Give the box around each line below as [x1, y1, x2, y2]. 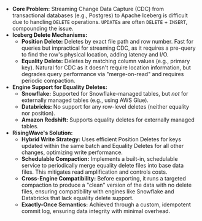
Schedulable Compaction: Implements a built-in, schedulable [21, 155, 178, 162]
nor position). [21, 110, 55, 117]
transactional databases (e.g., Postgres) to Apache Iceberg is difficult [12, 12, 188, 19]
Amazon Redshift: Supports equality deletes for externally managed [21, 116, 195, 123]
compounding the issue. [12, 25, 74, 32]
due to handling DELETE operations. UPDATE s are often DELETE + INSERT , [12, 18, 188, 25]
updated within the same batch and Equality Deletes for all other [21, 142, 184, 149]
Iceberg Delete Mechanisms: [12, 31, 88, 39]
